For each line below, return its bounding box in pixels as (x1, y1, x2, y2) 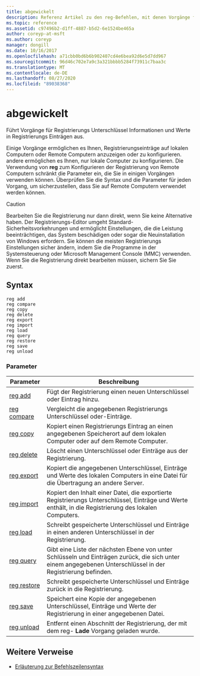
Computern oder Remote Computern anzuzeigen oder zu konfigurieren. (6, 151, 182, 158)
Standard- (108, 218, 134, 225)
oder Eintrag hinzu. (46, 395, 100, 403)
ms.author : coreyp (6, 36, 52, 42)
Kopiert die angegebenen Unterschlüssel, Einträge (46, 464, 187, 472)
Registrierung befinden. (46, 568, 113, 576)
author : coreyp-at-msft (6, 31, 65, 37)
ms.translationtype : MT (6, 64, 65, 71)
